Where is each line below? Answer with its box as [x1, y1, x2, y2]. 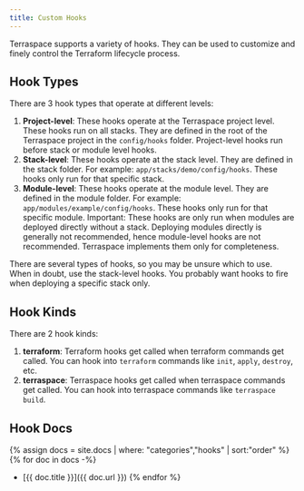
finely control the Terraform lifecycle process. [9, 47, 181, 59]
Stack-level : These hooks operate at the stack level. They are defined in [22, 154, 293, 165]
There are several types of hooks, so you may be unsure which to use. [9, 259, 273, 270]
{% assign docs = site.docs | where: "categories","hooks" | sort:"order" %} [9, 445, 290, 456]
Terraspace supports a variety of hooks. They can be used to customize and [9, 38, 296, 49]
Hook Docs [9, 420, 73, 436]
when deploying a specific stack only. [9, 278, 151, 289]
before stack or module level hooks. [22, 144, 157, 155]
